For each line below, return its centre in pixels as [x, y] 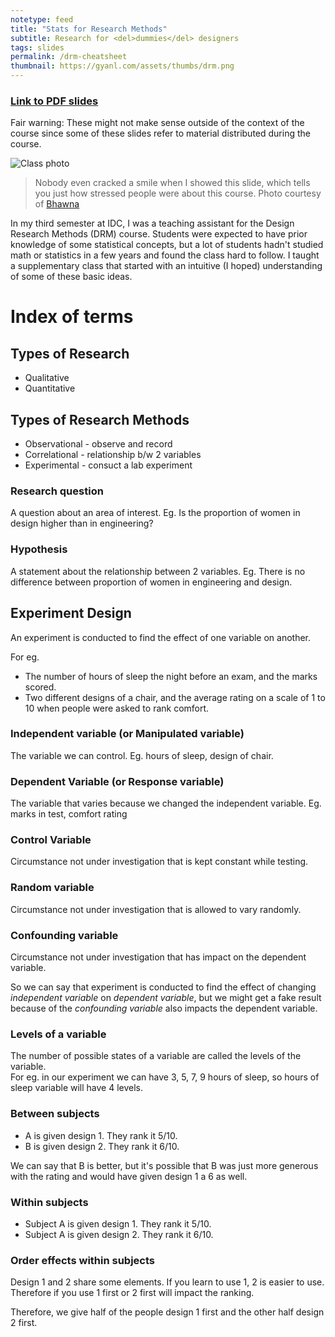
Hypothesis [39, 549]
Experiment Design [71, 613]
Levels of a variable [58, 1034]
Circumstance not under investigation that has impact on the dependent [158, 957]
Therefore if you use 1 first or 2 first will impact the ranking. [132, 1293]
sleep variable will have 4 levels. [77, 1088]
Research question [57, 491]
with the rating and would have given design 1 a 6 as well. [129, 1176]
